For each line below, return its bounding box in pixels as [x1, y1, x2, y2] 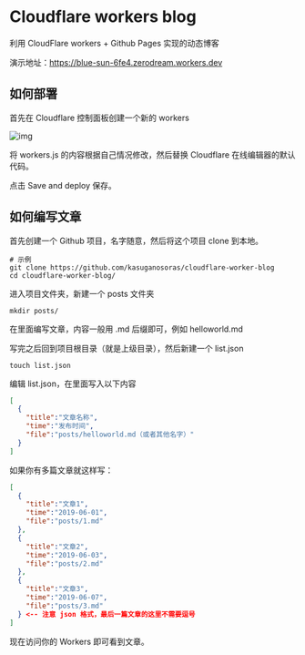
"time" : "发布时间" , [25, 422, 94, 431]
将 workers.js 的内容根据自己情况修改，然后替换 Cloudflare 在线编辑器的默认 [9, 148, 296, 160]
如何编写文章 [9, 210, 82, 225]
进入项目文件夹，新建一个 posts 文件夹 [9, 288, 155, 299]
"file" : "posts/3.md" [25, 601, 104, 610]
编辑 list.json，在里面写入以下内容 [9, 378, 137, 389]
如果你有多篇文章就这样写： [9, 465, 114, 476]
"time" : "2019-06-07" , [25, 593, 107, 602]
